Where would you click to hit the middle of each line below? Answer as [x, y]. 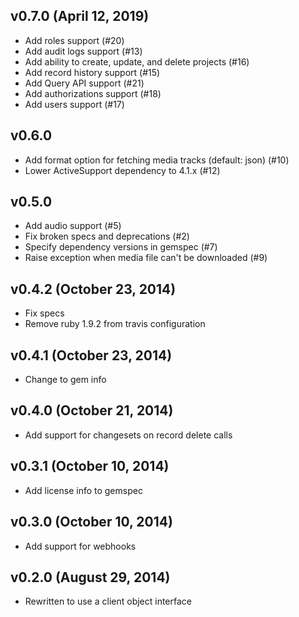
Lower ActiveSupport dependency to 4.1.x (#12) [122, 170]
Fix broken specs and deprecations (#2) [107, 236]
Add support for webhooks [80, 546]
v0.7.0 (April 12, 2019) [80, 16]
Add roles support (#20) [74, 40]
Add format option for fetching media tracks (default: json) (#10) [157, 160]
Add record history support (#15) [92, 72]
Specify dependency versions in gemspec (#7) [121, 247]
